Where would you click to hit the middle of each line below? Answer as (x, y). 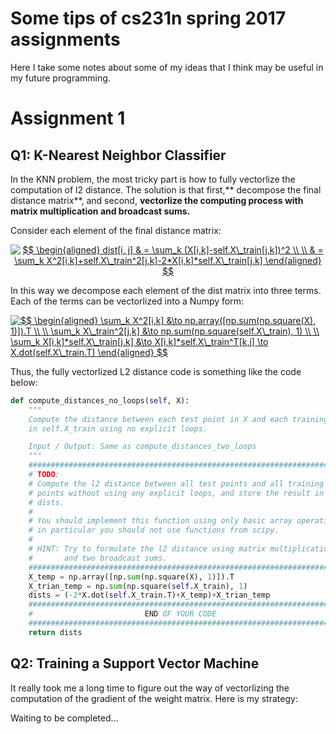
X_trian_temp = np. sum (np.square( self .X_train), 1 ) (138, 586)
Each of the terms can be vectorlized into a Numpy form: (127, 301)
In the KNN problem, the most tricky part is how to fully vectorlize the (153, 179)
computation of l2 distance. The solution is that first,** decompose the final (166, 189)
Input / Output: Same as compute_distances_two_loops (142, 447)
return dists (55, 632)
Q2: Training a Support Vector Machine (135, 663)
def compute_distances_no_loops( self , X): (100, 400)
